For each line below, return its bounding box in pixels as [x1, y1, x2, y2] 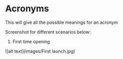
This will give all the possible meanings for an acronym [5, 19, 118, 25]
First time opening [12, 38, 50, 45]
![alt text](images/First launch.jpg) [5, 48, 75, 54]
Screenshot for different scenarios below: [5, 29, 91, 35]
